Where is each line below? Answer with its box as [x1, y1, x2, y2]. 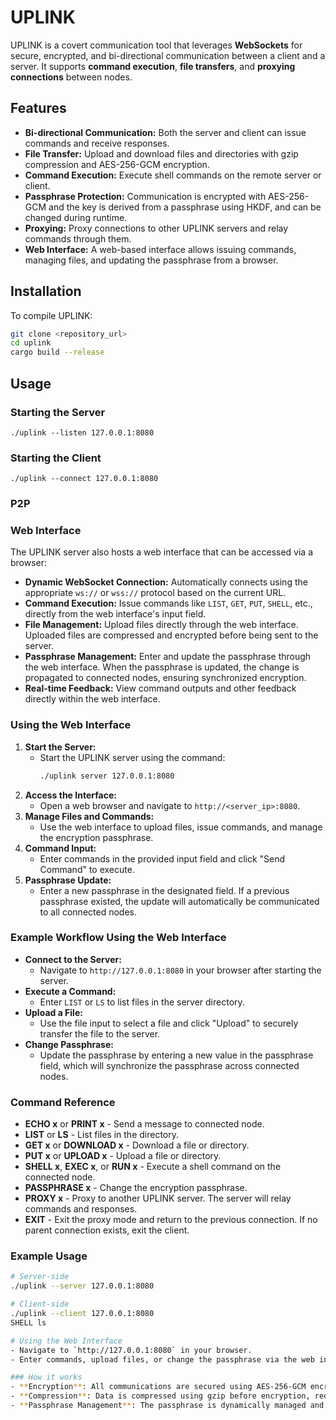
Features [10, 100, 67, 117]
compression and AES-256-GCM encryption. [24, 158, 210, 170]
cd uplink [10, 338, 52, 348]
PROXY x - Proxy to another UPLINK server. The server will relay [24, 1192, 292, 1205]
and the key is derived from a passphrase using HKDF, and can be [48, 201, 322, 213]
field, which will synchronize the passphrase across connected [39, 1059, 300, 1071]
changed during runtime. [24, 211, 128, 223]
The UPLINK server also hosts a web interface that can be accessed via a [10, 546, 314, 558]
